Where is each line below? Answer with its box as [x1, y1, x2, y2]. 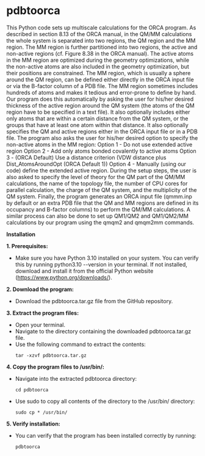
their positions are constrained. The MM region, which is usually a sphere [6, 69, 191, 76]
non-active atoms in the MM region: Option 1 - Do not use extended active [6, 141, 193, 148]
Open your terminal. [15, 321, 66, 328]
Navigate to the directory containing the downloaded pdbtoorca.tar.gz [15, 328, 191, 335]
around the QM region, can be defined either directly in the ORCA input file [6, 76, 194, 83]
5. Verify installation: [6, 420, 61, 427]
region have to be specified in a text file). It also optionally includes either [6, 108, 190, 116]
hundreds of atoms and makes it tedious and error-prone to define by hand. [6, 89, 196, 96]
